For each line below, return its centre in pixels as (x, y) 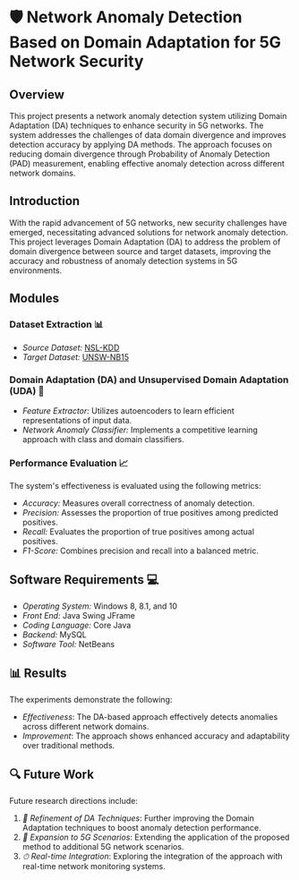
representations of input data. (77, 420)
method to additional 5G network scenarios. (103, 846)
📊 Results (38, 674)
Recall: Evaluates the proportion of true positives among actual (138, 532)
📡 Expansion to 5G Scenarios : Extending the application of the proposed (156, 837)
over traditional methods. (68, 745)
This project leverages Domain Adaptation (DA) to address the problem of (145, 242)
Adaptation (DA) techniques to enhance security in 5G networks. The (137, 125)
